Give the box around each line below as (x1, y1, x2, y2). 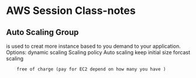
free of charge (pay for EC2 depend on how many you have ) (16, 66, 166, 72)
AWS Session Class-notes (6, 4, 136, 17)
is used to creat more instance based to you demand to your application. (6, 42, 181, 49)
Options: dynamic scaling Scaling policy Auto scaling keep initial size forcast (6, 49, 190, 56)
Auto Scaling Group (6, 27, 79, 37)
